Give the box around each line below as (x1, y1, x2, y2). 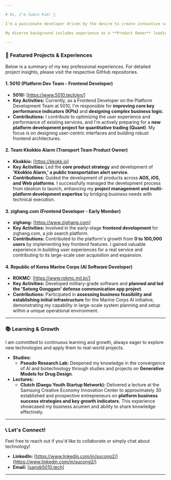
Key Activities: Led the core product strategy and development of (12, 164, 153, 170)
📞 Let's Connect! (5, 426, 46, 433)
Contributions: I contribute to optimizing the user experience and (12, 113, 151, 120)
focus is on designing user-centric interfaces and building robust (12, 130, 149, 136)
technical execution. (12, 196, 55, 202)
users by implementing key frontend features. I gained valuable (12, 241, 146, 247)
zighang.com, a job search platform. (12, 231, 89, 237)
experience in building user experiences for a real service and (12, 246, 143, 253)
